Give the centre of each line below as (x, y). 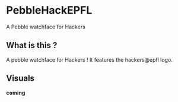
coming (16, 93)
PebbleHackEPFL (49, 10)
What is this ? (32, 45)
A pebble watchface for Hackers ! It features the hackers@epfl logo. (90, 59)
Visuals (20, 79)
